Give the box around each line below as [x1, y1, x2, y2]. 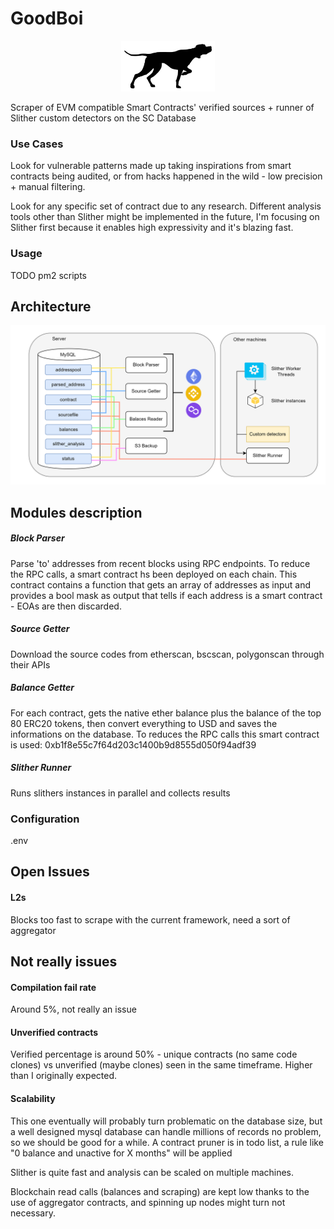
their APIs [10, 658, 51, 671]
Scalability [10, 1092, 56, 1104]
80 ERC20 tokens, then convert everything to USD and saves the [10, 717, 278, 729]
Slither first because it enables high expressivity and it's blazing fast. [10, 222, 294, 234]
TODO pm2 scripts [10, 269, 87, 281]
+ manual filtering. [10, 181, 86, 193]
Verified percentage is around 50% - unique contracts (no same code [10, 1048, 298, 1061]
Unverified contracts [10, 1026, 99, 1038]
